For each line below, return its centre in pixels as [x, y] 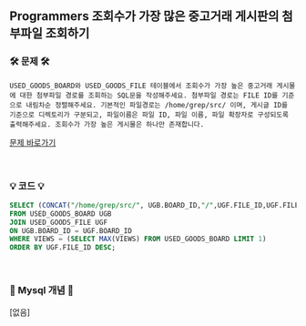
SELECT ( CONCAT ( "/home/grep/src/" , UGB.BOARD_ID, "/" [112, 205]
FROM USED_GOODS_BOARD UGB [61, 214]
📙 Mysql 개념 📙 [42, 290]
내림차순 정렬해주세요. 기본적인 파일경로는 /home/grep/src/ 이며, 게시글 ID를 [157, 105]
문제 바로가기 [33, 142]
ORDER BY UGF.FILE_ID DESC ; [63, 248]
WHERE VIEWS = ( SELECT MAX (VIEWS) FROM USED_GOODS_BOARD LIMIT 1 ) [138, 239]
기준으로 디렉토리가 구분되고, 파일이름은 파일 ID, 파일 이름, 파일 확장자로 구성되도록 [149, 115]
